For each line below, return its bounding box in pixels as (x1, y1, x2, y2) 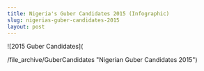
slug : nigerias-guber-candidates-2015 (7, 17, 120, 24)
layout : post (7, 23, 45, 30)
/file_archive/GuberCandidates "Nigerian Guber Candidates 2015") (7, 56, 198, 64)
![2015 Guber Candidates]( (7, 42, 84, 51)
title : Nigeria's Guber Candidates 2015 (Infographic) (7, 10, 170, 17)
